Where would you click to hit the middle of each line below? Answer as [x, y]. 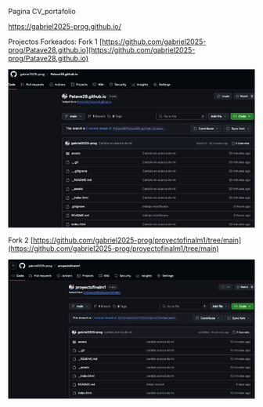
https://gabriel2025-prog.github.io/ [65, 26]
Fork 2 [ [21, 240]
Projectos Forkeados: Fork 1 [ [55, 42]
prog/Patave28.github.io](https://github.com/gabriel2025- [102, 50]
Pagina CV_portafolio [42, 11]
